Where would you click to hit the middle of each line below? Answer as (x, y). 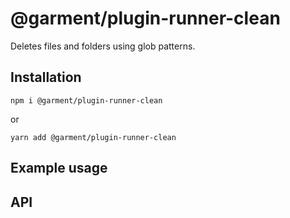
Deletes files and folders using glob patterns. (103, 46)
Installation (46, 77)
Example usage (59, 168)
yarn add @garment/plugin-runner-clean (93, 137)
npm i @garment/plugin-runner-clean (86, 100)
